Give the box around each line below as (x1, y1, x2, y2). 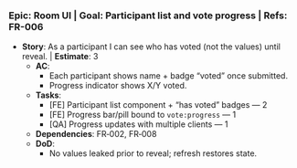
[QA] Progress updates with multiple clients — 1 (48, 119, 228, 130)
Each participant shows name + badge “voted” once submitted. (48, 70, 289, 81)
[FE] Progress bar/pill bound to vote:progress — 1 (48, 110, 237, 121)
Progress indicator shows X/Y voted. (48, 80, 187, 91)
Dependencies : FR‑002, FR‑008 (35, 129, 157, 140)
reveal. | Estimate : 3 (21, 51, 99, 62)
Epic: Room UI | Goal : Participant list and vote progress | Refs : (8, 9, 288, 22)
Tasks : (35, 89, 61, 100)
